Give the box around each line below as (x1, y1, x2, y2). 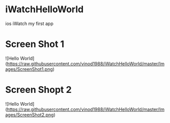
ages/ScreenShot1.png (5, 66, 53, 72)
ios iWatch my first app (5, 20, 53, 27)
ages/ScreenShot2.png (5, 111, 54, 118)
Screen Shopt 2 (5, 84, 72, 95)
